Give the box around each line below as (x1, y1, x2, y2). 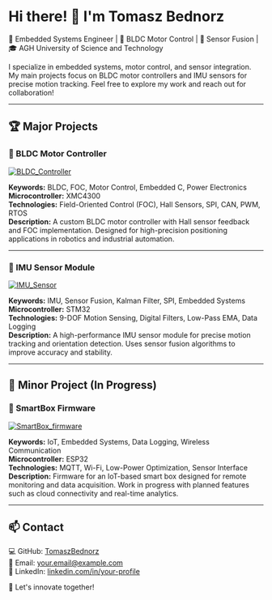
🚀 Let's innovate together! (8, 582, 95, 592)
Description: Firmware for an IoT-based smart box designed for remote (8, 471, 247, 481)
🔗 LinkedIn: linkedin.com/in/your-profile (8, 567, 140, 577)
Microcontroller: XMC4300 (8, 190, 101, 201)
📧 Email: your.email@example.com (8, 558, 124, 568)
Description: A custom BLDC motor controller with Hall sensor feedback (8, 216, 250, 226)
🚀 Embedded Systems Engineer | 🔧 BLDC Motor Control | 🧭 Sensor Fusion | (8, 34, 259, 44)
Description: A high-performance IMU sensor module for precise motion (8, 330, 251, 339)
